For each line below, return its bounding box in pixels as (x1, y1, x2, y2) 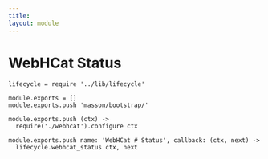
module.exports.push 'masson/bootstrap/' (8, 101, 149, 109)
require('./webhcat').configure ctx (15, 122, 138, 131)
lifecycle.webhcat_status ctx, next (15, 144, 138, 152)
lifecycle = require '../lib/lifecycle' (8, 80, 146, 88)
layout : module (8, 19, 59, 27)
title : (8, 11, 30, 20)
